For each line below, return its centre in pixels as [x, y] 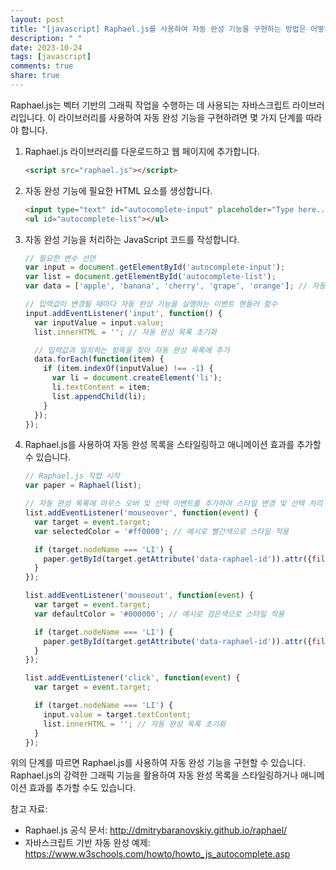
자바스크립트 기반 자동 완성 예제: [87, 843]
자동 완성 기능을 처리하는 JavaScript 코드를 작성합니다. [132, 239]
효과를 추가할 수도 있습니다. [82, 788]
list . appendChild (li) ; [99, 396]
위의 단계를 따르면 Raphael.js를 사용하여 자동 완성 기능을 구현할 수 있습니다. [158, 763]
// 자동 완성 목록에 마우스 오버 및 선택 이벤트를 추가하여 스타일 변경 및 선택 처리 [173, 504]
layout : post [37, 19]
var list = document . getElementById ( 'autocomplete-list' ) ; [150, 277]
